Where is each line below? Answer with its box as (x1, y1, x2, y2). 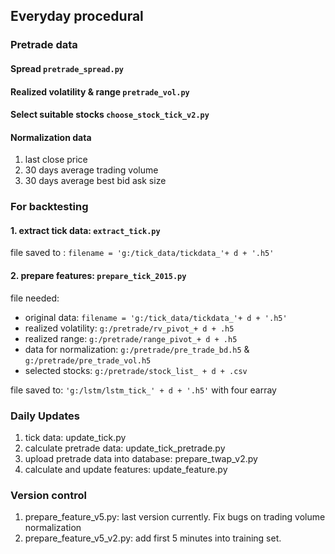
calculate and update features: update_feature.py (24, 463, 228, 475)
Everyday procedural (10, 8, 144, 25)
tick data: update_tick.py (24, 431, 127, 443)
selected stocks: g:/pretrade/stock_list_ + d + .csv (24, 364, 248, 376)
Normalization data (10, 131, 92, 143)
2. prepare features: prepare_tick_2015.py (10, 270, 187, 282)
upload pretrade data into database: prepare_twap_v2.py (24, 452, 258, 464)
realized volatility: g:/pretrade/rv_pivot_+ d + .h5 (24, 322, 235, 334)
